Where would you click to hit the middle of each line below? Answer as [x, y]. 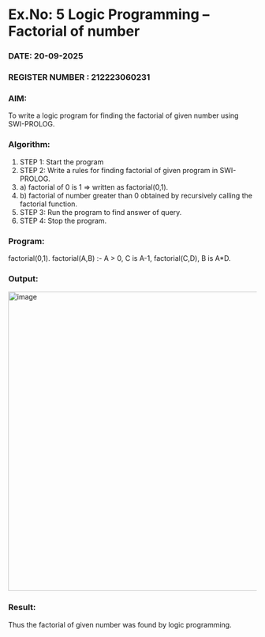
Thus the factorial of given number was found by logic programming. [120, 624]
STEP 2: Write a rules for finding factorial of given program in [119, 170]
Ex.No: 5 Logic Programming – [109, 15]
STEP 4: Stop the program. [63, 220]
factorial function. [48, 204]
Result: [22, 608]
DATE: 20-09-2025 [46, 56]
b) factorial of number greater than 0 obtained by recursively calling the [136, 195]
